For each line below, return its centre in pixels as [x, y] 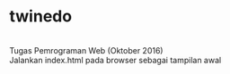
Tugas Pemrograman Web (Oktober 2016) [86, 50]
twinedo [41, 16]
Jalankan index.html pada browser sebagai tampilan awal [115, 60]
